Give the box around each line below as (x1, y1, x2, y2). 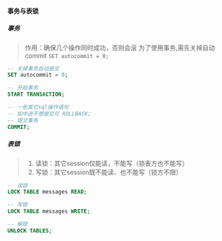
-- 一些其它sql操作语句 (7, 103, 70, 111)
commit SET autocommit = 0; (24, 51, 109, 60)
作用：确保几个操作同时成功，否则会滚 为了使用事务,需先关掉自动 (24, 43, 215, 52)
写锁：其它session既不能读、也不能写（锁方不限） (35, 167, 182, 176)
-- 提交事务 (7, 117, 39, 124)
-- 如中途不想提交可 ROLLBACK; (7, 110, 91, 117)
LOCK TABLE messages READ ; (7, 189, 87, 196)
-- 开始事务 (7, 84, 39, 91)
